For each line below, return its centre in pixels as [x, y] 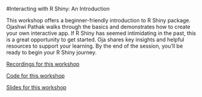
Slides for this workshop [36, 87]
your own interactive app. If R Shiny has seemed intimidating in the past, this [101, 33]
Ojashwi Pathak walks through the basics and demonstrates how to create [99, 27]
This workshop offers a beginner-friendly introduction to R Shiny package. [99, 20]
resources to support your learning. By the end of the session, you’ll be [95, 46]
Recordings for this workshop [43, 64]
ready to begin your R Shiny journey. [52, 52]
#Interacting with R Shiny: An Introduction [58, 9]
